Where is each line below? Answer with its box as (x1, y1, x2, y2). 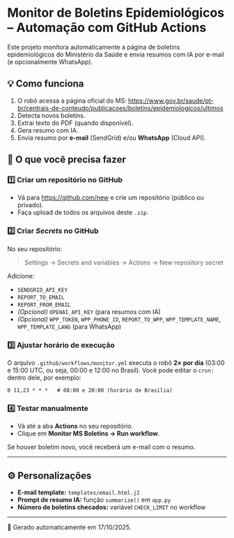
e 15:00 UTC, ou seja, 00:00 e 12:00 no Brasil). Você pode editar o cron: (7, 366, 214, 375)
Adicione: (7, 271, 35, 280)
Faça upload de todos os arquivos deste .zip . (17, 208, 148, 217)
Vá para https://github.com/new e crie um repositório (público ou (17, 193, 204, 202)
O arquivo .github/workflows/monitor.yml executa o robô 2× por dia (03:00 (7, 359, 225, 367)
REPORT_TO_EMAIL (17, 294, 65, 301)
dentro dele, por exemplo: (7, 373, 81, 382)
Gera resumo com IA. (17, 126, 79, 134)
